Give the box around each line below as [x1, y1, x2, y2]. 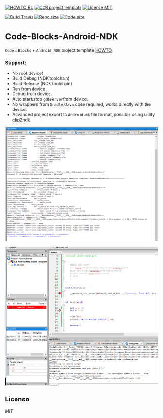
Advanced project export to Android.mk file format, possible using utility [12, 112, 155, 118]
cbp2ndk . [12, 117, 32, 123]
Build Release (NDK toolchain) [12, 81, 73, 87]
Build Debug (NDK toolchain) [12, 75, 70, 81]
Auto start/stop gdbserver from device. [12, 96, 88, 102]
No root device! [12, 71, 43, 76]
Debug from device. [12, 91, 52, 97]
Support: [5, 59, 27, 66]
